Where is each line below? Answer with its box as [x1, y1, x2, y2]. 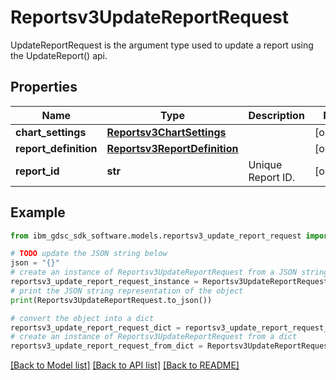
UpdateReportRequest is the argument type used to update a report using [10, 39, 314, 51]
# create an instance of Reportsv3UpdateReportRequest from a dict [10, 332, 298, 342]
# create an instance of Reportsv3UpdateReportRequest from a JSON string [10, 267, 329, 278]
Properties [10, 79, 78, 96]
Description [248, 108, 305, 122]
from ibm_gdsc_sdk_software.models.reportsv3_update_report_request [10, 231, 302, 241]
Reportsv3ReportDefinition [106, 141, 239, 155]
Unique [248, 157, 283, 171]
